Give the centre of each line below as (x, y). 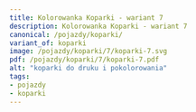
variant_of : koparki (48, 43)
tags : (19, 77)
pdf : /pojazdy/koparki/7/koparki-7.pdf (84, 60)
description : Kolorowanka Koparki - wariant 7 (98, 26)
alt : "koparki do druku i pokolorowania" (89, 69)
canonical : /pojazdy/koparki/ (66, 34)
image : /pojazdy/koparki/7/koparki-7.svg (89, 51)
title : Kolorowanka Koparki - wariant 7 (87, 18)
